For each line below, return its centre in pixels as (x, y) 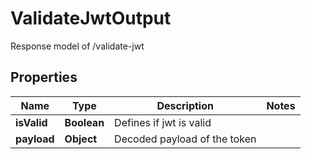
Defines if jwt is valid (163, 122)
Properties (44, 77)
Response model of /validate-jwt (77, 46)
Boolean (84, 122)
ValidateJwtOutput (91, 18)
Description (185, 105)
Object (81, 139)
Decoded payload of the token (185, 139)
